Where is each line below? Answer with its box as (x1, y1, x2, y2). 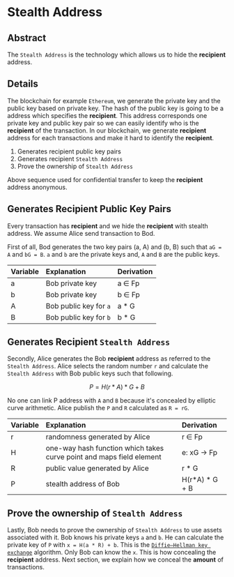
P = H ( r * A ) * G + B (89, 383, 145, 391)
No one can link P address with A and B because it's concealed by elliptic (7, 396, 216, 405)
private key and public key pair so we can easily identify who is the (7, 119, 200, 127)
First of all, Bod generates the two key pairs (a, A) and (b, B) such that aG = (7, 242, 222, 251)
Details (7, 78, 38, 90)
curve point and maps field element (45, 452, 162, 462)
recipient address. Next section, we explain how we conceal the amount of (7, 555, 224, 564)
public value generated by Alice (45, 463, 150, 473)
